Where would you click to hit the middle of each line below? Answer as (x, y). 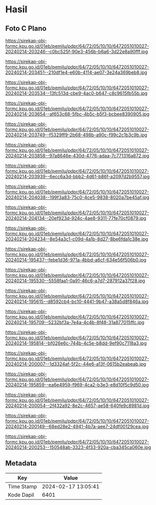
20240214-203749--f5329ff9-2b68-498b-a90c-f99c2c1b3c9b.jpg (76, 135)
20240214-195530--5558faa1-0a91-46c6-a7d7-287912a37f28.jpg (75, 281)
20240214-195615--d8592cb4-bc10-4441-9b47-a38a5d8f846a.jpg (77, 301)
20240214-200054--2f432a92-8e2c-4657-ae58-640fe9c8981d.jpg (77, 406)
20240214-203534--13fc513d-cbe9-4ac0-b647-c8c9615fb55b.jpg (76, 93)
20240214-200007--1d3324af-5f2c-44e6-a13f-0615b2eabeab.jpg (76, 364)
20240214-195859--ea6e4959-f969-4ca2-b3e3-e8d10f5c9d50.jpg (77, 385)
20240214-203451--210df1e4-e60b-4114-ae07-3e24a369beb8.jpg (76, 72)
